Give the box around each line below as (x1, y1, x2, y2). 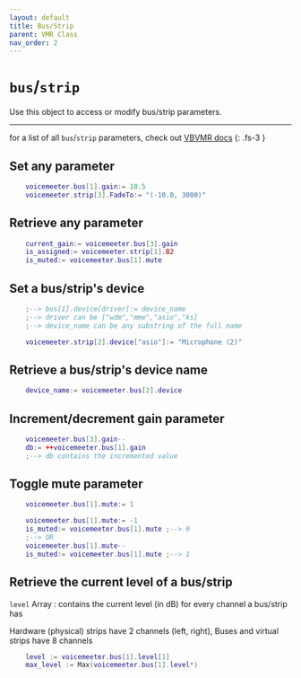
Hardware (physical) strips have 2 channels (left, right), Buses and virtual (9, 625, 279, 636)
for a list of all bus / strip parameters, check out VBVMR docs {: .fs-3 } (9, 132, 266, 144)
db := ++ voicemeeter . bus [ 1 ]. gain (25, 443, 146, 452)
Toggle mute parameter (9, 477, 143, 492)
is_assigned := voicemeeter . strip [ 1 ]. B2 (25, 248, 175, 257)
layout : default (9, 13, 70, 22)
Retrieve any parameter (9, 216, 143, 231)
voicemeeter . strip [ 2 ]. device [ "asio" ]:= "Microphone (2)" (25, 338, 243, 347)
